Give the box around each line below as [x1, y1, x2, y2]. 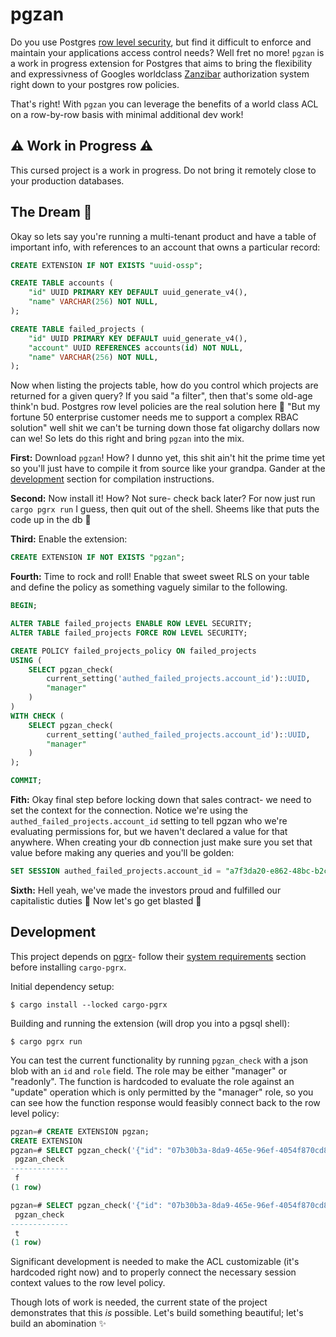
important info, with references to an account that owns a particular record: [10, 241, 321, 253]
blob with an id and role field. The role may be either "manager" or [10, 1064, 288, 1077]
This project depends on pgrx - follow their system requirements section [10, 950, 307, 962]
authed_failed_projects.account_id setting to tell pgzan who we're [10, 815, 288, 827]
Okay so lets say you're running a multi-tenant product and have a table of [10, 230, 317, 242]
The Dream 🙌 [10, 204, 93, 221]
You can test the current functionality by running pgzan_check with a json [10, 1054, 309, 1066]
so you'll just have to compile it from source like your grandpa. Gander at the [10, 463, 326, 475]
